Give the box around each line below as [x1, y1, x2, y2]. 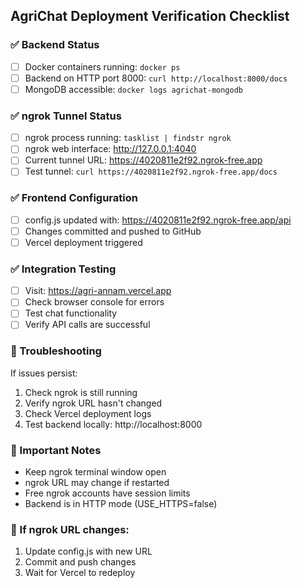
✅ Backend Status [10, 38, 100, 52]
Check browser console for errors [24, 296, 165, 308]
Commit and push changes [24, 556, 137, 568]
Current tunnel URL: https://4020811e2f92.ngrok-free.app [24, 154, 263, 166]
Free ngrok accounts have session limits [24, 487, 191, 499]
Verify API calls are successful [24, 319, 151, 331]
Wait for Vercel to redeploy [24, 567, 136, 579]
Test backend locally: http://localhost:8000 [24, 418, 203, 430]
